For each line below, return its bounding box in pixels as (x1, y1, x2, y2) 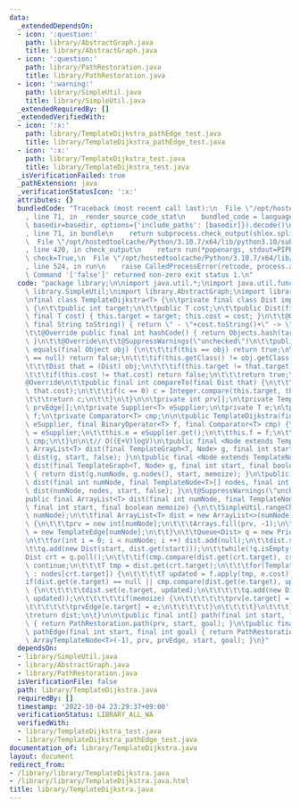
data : (9, 12, 29, 22)
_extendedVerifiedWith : (17, 112, 105, 121)
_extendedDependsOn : (17, 21, 94, 30)
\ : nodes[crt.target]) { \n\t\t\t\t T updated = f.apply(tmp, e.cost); (25, 569, 294, 579)
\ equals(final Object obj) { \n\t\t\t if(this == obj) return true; (25, 345, 281, 354)
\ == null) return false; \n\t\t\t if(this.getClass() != (25, 354, 238, 362)
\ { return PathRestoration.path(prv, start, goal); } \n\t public (25, 619, 274, 628)
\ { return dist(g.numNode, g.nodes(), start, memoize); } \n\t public (25, 470, 290, 479)
